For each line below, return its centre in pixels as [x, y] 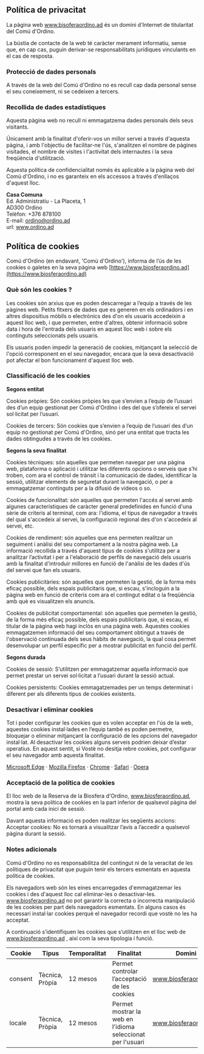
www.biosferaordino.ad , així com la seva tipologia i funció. [80, 938]
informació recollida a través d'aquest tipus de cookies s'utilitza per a [93, 550]
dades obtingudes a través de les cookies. [59, 439]
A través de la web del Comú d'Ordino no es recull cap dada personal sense [101, 85]
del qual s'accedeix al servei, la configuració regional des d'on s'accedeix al [102, 519]
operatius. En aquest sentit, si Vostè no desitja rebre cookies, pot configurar [101, 749]
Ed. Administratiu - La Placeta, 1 [46, 201]
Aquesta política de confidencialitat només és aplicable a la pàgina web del [100, 170]
